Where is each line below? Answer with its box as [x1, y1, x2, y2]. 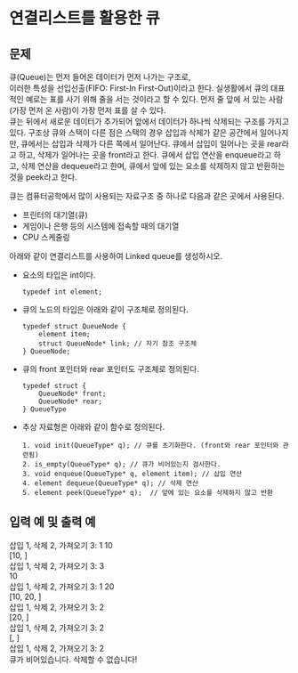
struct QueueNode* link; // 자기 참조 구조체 [38, 339, 197, 348]
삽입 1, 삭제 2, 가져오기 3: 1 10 [9, 539, 113, 550]
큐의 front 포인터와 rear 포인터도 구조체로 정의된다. [21, 364, 200, 374]
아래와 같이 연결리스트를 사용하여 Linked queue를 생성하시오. [9, 251, 223, 261]
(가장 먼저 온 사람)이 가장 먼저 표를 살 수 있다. [9, 105, 166, 116]
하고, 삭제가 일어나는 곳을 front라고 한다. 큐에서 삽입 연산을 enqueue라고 [18, 150, 272, 160]
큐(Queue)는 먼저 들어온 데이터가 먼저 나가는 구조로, [9, 72, 191, 82]
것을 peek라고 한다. [9, 172, 77, 182]
